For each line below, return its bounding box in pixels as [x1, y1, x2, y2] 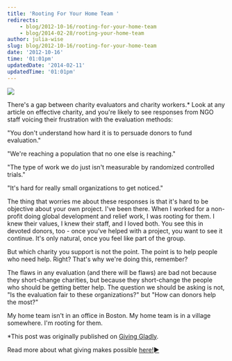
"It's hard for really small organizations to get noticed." [7, 183, 163, 192]
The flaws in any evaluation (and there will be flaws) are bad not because [7, 268, 217, 276]
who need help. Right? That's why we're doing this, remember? [7, 255, 188, 263]
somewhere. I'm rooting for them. [7, 319, 103, 327]
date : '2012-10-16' [7, 49, 64, 56]
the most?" [7, 298, 39, 306]
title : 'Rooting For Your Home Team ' [7, 10, 119, 17]
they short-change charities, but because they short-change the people [7, 276, 213, 284]
